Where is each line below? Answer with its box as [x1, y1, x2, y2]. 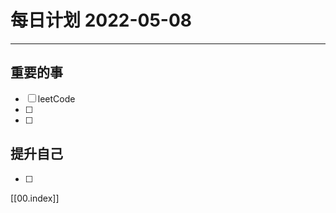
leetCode [37, 92, 76, 105]
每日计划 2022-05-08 [10, 9, 193, 32]
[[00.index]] [10, 192, 60, 204]
